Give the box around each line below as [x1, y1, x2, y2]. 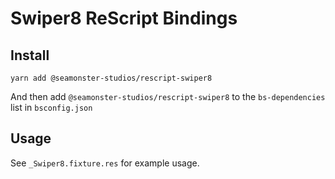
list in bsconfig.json [10, 102, 93, 113]
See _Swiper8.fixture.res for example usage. [10, 157, 200, 169]
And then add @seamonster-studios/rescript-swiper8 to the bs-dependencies [10, 91, 326, 102]
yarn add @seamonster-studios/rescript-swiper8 [10, 73, 213, 83]
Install [10, 47, 50, 64]
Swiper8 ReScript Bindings [10, 7, 238, 30]
